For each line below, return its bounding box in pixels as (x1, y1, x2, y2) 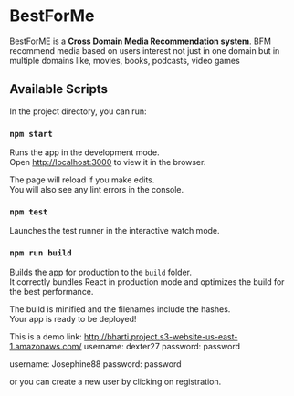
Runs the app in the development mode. (9, 147, 160, 158)
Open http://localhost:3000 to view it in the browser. (9, 157, 206, 168)
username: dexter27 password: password (83, 340, 240, 351)
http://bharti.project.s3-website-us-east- (83, 330, 238, 342)
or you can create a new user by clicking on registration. (9, 376, 222, 387)
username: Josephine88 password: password (9, 358, 182, 370)
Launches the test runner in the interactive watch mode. (9, 225, 221, 236)
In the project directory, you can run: (9, 106, 147, 117)
